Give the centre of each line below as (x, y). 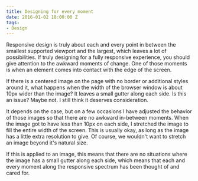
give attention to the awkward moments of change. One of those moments (97, 64)
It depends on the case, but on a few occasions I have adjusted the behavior (99, 111)
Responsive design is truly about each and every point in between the (91, 45)
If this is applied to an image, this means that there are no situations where (97, 154)
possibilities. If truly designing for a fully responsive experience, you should (98, 57)
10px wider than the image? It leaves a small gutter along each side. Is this (96, 94)
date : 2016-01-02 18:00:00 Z (42, 17)
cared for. (18, 173)
